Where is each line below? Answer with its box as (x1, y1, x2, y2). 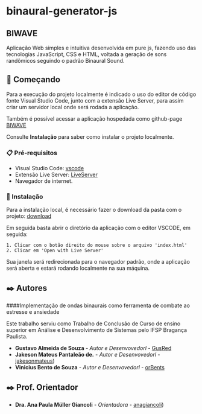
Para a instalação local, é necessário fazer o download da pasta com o (6, 206, 182, 214)
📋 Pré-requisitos (6, 148, 57, 157)
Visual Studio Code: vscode (14, 165, 84, 172)
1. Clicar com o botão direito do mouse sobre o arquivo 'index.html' (6, 243, 188, 249)
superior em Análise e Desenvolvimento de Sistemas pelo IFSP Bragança (6, 326, 188, 334)
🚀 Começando (6, 74, 60, 85)
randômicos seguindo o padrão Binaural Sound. (6, 57, 125, 64)
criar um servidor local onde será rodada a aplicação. (6, 103, 139, 110)
